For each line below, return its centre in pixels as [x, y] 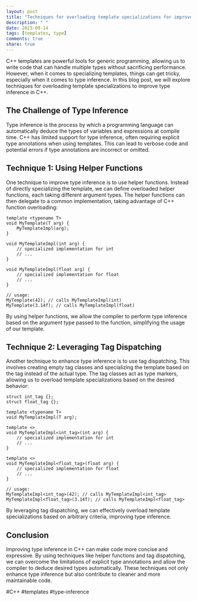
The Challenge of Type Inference [67, 111]
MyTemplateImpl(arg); [43, 228]
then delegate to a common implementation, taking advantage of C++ [90, 201]
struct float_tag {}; [33, 402]
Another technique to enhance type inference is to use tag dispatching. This [98, 361]
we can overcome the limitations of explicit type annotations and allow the [96, 562]
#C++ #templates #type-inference [48, 592]
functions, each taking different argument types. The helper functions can [95, 195]
